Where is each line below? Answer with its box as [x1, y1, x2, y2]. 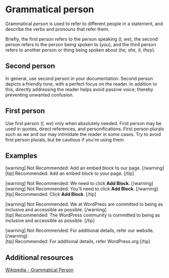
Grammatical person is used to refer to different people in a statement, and [5, 21, 163, 27]
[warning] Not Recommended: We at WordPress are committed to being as [5, 201, 163, 207]
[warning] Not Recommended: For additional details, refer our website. [5, 227, 155, 234]
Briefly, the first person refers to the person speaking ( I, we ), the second [5, 36, 158, 42]
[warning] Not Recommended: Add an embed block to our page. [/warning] [5, 165, 164, 171]
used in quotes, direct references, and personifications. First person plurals [5, 126, 164, 132]
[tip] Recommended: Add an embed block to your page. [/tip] [5, 170, 134, 176]
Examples [5, 151, 37, 160]
